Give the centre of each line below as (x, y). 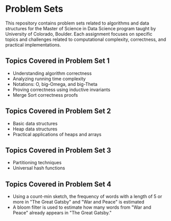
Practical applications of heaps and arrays (57, 134)
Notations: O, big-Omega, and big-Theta (55, 84)
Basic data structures (35, 123)
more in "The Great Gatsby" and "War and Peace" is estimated (78, 202)
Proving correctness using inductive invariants (62, 90)
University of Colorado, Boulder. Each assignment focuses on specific (79, 34)
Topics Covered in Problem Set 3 (58, 150)
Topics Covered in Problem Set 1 (57, 61)
